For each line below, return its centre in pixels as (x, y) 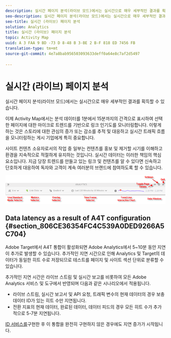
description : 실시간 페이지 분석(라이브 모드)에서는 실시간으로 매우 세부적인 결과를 (83, 11)
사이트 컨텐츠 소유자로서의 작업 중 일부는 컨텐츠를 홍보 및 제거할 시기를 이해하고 (84, 149)
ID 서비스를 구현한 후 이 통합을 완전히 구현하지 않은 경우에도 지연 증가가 (75, 324)
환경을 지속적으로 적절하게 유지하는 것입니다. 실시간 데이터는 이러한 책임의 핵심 (83, 155)
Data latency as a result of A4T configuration (78, 218)
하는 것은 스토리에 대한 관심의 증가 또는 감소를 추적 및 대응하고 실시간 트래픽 (81, 131)
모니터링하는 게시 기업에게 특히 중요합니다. (53, 138)
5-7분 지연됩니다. (44, 313)
